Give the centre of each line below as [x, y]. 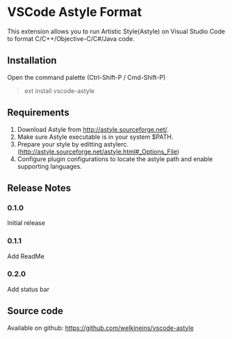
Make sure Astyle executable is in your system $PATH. [95, 137]
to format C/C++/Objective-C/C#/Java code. [71, 38]
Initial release [26, 223]
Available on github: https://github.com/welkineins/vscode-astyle [101, 328]
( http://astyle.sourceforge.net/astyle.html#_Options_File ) [98, 151]
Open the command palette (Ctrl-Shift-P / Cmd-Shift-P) [86, 77]
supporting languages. [49, 166]
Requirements [38, 113]
